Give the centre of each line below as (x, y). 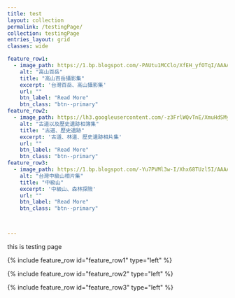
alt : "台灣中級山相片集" (52, 176)
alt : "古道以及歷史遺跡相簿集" (59, 124)
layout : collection (36, 20)
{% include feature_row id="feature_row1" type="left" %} (90, 260)
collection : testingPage (43, 33)
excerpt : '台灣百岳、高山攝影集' (63, 85)
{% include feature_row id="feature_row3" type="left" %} (90, 287)
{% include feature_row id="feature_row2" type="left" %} (90, 274)
